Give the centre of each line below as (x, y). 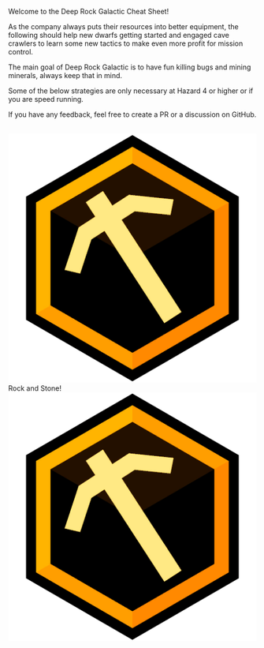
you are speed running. (46, 99)
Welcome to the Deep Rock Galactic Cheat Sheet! (89, 11)
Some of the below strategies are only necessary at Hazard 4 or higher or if (131, 91)
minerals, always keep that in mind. (65, 75)
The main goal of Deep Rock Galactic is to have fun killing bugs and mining (130, 67)
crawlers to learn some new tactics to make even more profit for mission (126, 43)
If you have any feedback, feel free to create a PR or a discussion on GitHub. (132, 114)
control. (21, 52)
